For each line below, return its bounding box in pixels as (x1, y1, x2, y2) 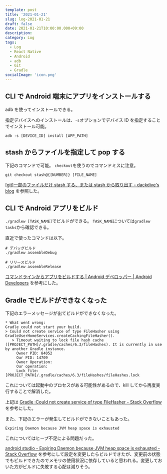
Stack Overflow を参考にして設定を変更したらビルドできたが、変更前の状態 (5, 451, 161, 457)
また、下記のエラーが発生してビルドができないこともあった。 (5, 416, 132, 422)
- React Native (9, 49, 41, 54)
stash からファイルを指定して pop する (5, 148, 125, 156)
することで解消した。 (9, 388, 53, 394)
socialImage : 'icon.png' (5, 72, 57, 77)
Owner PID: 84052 (16, 351, 52, 356)
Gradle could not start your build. (5, 324, 81, 330)
